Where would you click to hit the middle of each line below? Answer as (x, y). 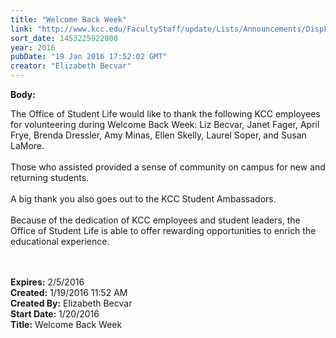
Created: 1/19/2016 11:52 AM (69, 292)
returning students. (50, 177)
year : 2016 (33, 47)
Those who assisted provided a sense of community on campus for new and (168, 167)
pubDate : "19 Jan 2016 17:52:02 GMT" (89, 57)
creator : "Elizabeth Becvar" (71, 66)
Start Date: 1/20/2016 (55, 314)
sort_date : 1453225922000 (64, 38)
